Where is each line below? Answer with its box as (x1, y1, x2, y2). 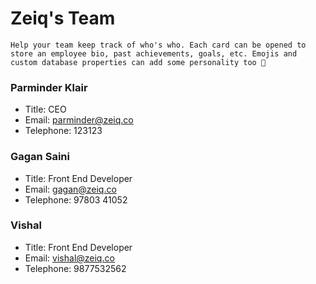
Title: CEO (24, 103, 67, 116)
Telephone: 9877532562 (24, 262, 127, 274)
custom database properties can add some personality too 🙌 (10, 57, 267, 67)
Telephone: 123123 (24, 125, 103, 137)
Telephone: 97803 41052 (24, 193, 128, 206)
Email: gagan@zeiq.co (24, 183, 117, 195)
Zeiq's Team (10, 7, 116, 30)
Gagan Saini (10, 150, 70, 164)
